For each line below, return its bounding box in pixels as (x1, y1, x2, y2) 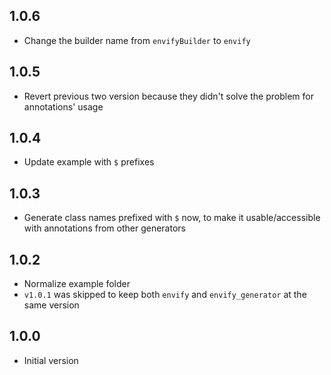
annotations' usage (23, 100, 104, 113)
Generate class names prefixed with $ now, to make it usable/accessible (23, 212, 321, 224)
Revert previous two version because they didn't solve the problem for (23, 90, 314, 102)
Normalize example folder (23, 278, 131, 290)
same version (23, 299, 80, 311)
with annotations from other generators (23, 222, 186, 234)
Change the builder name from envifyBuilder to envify (23, 34, 251, 46)
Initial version (23, 354, 79, 366)
